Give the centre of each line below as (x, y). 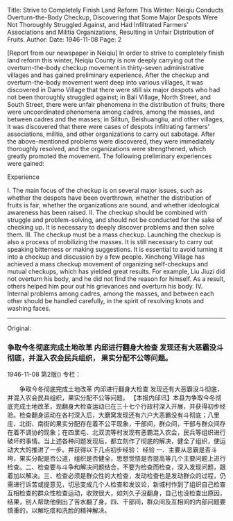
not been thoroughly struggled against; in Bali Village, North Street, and (109, 97)
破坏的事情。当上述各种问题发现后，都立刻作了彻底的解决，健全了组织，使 (113, 441)
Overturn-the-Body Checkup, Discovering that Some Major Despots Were (113, 17)
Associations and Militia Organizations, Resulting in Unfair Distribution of (111, 32)
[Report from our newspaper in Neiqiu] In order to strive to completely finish (116, 53)
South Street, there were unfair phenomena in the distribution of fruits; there (116, 104)
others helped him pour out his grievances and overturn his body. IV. (105, 286)
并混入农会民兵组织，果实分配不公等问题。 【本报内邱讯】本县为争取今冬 (111, 398)
